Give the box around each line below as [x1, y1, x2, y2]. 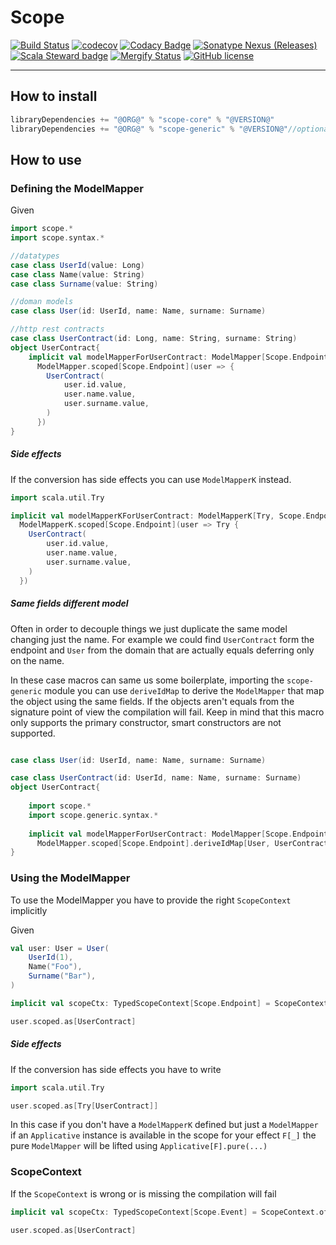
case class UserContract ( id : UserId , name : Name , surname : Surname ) [10, 773, 302, 783]
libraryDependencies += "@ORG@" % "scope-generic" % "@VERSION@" [10, 124, 288, 134]
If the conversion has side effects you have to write [10, 1063, 222, 1075]
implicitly [10, 904, 48, 916]
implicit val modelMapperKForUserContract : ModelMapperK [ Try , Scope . [10, 511, 307, 521]
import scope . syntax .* [10, 233, 105, 243]
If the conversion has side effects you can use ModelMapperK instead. [10, 473, 292, 485]
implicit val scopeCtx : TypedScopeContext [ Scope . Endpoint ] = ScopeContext [10, 998, 329, 1008]
